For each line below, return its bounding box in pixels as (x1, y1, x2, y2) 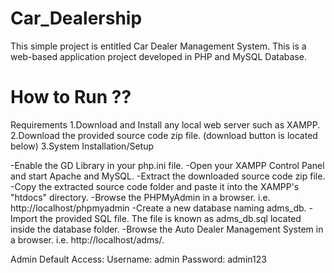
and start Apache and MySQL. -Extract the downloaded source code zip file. (10, 170, 326, 182)
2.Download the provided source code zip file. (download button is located (10, 129, 318, 141)
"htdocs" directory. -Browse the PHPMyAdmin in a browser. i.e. (10, 191, 271, 203)
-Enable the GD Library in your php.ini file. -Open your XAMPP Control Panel (10, 159, 325, 171)
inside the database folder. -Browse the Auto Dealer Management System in (10, 223, 324, 235)
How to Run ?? (10, 86, 132, 109)
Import (10, 212, 38, 224)
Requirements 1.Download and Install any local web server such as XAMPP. (10, 118, 321, 131)
